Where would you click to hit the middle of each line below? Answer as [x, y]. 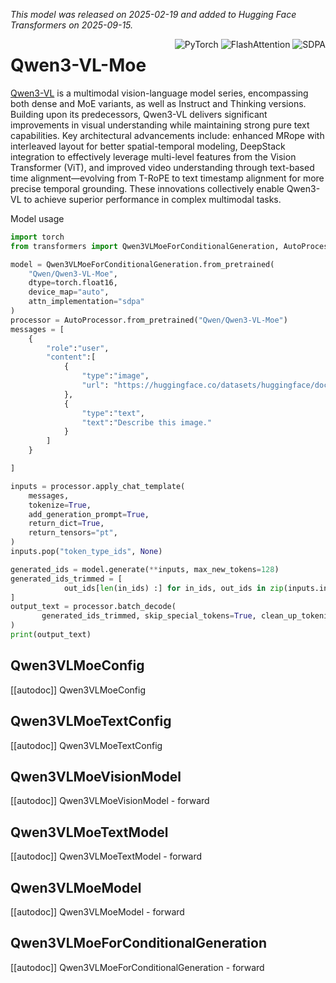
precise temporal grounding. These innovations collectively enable [147, 188]
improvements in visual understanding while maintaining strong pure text [160, 125]
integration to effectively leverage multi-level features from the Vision [153, 156]
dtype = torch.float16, [73, 283]
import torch [37, 237]
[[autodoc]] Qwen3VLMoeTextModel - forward [106, 856]
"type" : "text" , [113, 413]
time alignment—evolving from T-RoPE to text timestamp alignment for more [167, 178]
